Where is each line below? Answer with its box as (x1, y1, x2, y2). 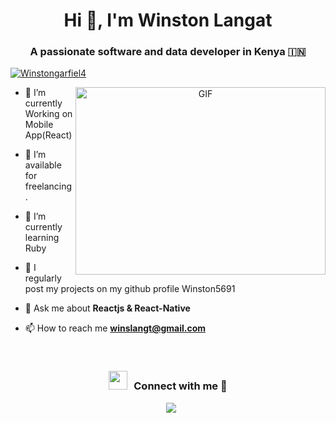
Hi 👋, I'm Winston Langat (63, 9, 273, 32)
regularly (24, 272, 62, 284)
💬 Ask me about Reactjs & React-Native (24, 302, 191, 314)
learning (24, 232, 60, 244)
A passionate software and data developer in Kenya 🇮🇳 (29, 45, 307, 59)
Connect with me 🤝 (133, 379, 228, 393)
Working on (24, 108, 73, 120)
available (24, 159, 62, 171)
